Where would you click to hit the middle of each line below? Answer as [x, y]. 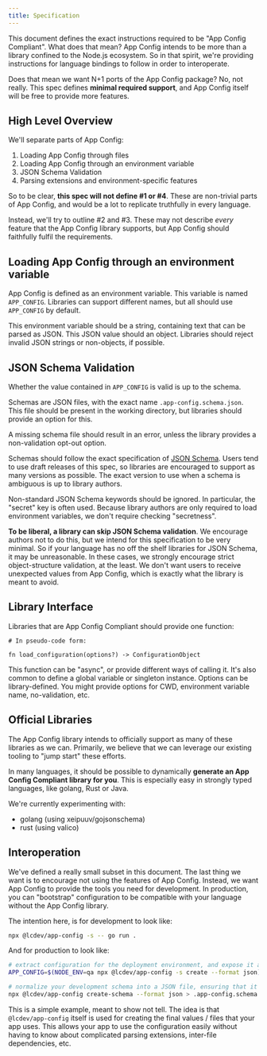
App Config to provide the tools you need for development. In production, [128, 888]
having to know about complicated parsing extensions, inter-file [112, 1035]
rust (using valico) [49, 827]
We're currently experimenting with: [67, 803]
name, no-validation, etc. [49, 695]
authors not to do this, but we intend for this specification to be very [120, 540]
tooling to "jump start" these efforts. [67, 755]
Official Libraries [50, 720]
